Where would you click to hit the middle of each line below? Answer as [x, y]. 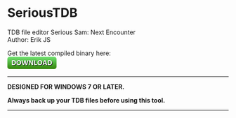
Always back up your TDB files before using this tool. [86, 100]
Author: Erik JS [29, 39]
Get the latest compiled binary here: [59, 53]
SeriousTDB [42, 13]
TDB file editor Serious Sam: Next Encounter [71, 32]
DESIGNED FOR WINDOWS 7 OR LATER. [66, 87]
